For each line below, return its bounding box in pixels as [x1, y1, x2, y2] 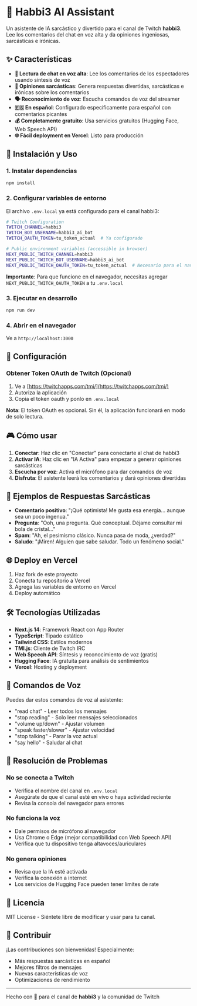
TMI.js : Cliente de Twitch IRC [14, 645, 86, 652]
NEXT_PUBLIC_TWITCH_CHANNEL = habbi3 [6, 251, 93, 257]
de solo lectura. [6, 413, 44, 420]
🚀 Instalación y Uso [6, 150, 77, 160]
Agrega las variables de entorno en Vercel [14, 583, 117, 590]
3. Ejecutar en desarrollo [6, 294, 77, 302]
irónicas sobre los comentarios [14, 88, 90, 96]
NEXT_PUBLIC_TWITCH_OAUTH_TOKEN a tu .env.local [6, 279, 123, 286]
